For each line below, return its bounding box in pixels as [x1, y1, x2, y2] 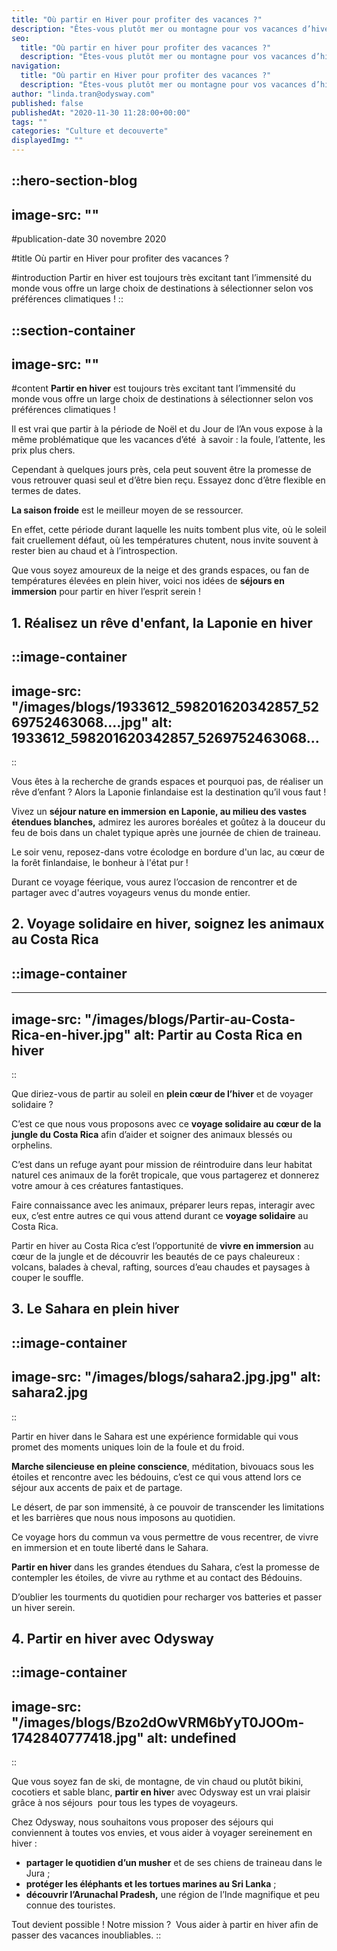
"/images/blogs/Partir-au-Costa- [84, 1011, 296, 1028]
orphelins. [11, 1139, 53, 1151]
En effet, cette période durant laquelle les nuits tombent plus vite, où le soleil [11, 524, 327, 536]
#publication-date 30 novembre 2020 [11, 233, 167, 245]
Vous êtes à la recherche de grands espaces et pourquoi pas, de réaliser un [11, 776, 324, 787]
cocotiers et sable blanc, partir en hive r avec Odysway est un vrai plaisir [11, 1786, 311, 1798]
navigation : [11, 61, 61, 71]
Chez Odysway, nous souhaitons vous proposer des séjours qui [11, 1816, 274, 1828]
